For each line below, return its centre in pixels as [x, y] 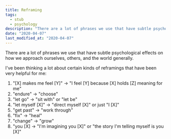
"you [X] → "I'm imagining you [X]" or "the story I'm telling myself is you [88, 126]
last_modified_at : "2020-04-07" [39, 39]
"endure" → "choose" [35, 94]
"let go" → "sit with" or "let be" [45, 99]
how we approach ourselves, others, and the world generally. [69, 58]
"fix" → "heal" [27, 115]
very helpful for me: [26, 73]
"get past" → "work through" [43, 110]
